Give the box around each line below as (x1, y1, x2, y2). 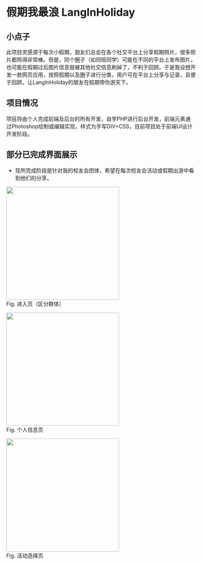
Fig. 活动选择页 (6, 552, 44, 559)
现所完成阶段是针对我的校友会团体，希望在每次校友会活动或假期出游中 (14, 166, 189, 174)
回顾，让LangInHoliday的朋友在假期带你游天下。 (11, 79, 132, 86)
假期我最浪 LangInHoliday (6, 5, 135, 19)
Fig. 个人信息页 (6, 426, 44, 433)
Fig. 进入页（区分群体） (6, 300, 65, 308)
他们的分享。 (20, 174, 52, 181)
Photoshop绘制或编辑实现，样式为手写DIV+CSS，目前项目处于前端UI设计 (11, 122, 193, 130)
